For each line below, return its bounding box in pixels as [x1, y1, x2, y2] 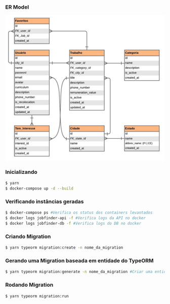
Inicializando [5, 168, 38, 175]
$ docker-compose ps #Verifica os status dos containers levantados [5, 210, 153, 216]
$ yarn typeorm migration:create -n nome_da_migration [5, 245, 123, 250]
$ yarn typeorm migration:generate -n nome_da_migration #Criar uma [5, 269, 153, 275]
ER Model [5, 4, 29, 11]
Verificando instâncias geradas [5, 198, 84, 205]
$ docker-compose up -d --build [5, 186, 73, 191]
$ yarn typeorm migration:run [5, 293, 69, 298]
